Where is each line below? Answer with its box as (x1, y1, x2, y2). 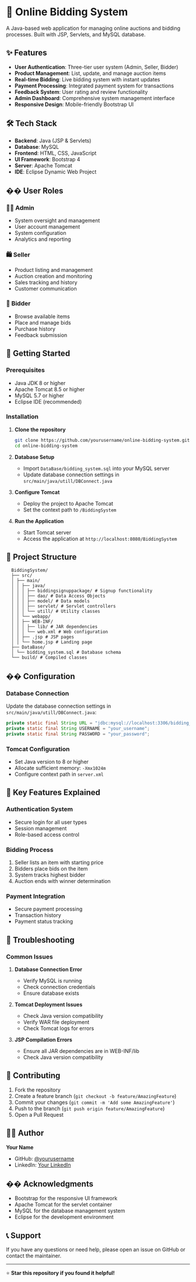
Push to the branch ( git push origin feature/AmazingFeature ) (14, 1104, 165, 1112)
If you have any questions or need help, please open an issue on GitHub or (6, 1246, 185, 1253)
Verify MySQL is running (23, 977, 82, 984)
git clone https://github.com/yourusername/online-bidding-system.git (14, 437, 190, 443)
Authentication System (6, 805, 73, 813)
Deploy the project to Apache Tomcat (23, 500, 114, 507)
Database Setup (14, 454, 55, 461)
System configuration (14, 230, 66, 237)
